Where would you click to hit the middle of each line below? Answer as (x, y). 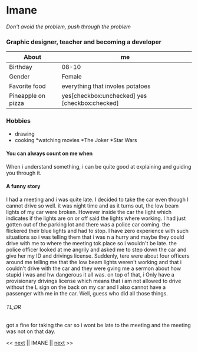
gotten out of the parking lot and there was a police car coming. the (88, 224)
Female (72, 77)
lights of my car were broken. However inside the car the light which (89, 212)
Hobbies (19, 121)
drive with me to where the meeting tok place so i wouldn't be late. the (91, 243)
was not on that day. (31, 331)
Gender (19, 77)
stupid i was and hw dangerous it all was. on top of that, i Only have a (90, 274)
